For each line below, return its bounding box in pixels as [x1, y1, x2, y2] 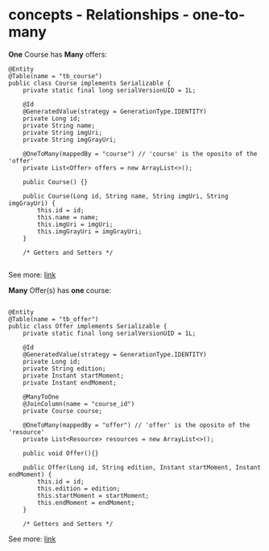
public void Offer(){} [23, 449, 99, 457]
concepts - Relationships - [8, 6, 189, 24]
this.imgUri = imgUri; [37, 220, 114, 228]
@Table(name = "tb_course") [8, 72, 103, 80]
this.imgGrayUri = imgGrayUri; [37, 227, 143, 236]
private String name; [23, 121, 95, 130]
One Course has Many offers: [8, 49, 107, 59]
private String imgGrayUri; [23, 136, 117, 144]
